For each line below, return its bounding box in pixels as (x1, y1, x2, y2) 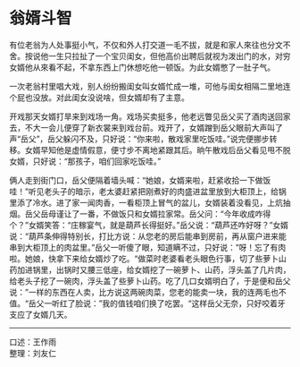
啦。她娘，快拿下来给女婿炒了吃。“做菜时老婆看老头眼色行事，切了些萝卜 (9, 252, 279, 264)
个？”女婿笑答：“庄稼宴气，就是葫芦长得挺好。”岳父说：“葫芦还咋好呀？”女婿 (9, 219, 288, 230)
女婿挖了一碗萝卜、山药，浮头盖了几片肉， (133, 264, 291, 275)
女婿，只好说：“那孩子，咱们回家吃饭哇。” (9, 156, 162, 166)
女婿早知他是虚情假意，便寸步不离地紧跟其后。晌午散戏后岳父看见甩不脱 (24, 144, 291, 155)
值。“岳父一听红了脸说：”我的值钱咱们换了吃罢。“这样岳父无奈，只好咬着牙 (9, 297, 286, 309)
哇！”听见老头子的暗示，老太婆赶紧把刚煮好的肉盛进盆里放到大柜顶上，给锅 (9, 185, 287, 197)
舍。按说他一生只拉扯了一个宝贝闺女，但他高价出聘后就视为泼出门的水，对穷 (9, 50, 291, 61)
